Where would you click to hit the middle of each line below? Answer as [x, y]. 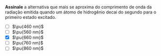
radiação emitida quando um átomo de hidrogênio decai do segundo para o [81, 12]
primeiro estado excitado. [31, 17]
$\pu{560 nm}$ [28, 32]
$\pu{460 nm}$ [28, 27]
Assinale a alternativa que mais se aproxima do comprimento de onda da [79, 7]
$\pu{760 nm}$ [28, 43]
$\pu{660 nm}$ [28, 38]
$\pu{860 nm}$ [28, 48]
